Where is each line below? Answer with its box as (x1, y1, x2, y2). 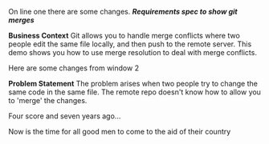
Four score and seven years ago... (8, 111, 121, 121)
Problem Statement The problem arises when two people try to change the (8, 79, 259, 88)
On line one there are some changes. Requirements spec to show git (8, 7, 238, 16)
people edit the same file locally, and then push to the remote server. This (8, 39, 252, 49)
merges (8, 15, 35, 25)
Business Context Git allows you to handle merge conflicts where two (8, 31, 241, 40)
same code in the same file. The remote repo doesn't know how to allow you (8, 87, 261, 97)
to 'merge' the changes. (8, 96, 88, 105)
